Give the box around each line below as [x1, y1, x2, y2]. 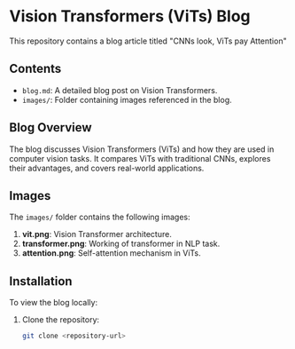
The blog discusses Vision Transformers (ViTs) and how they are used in [9, 144, 275, 155]
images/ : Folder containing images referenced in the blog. [21, 94, 232, 105]
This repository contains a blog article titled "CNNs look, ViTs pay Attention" [9, 36, 287, 46]
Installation [9, 274, 73, 289]
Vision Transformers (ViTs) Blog [9, 6, 251, 27]
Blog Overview [9, 120, 92, 135]
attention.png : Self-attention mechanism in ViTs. [21, 248, 201, 258]
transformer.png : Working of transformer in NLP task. [21, 238, 221, 250]
